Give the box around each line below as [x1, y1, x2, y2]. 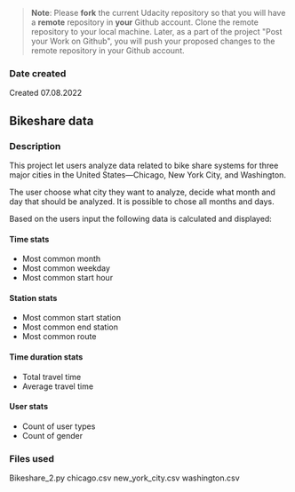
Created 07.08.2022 [9, 88, 83, 99]
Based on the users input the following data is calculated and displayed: [9, 213, 273, 224]
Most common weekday [21, 263, 111, 274]
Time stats [9, 234, 50, 244]
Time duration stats [9, 351, 84, 362]
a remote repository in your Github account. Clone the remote [30, 17, 259, 28]
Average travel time [21, 381, 94, 392]
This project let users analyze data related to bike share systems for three [9, 160, 279, 171]
